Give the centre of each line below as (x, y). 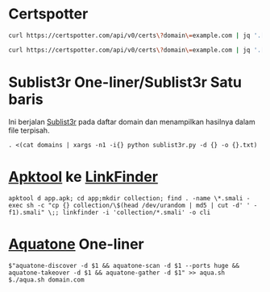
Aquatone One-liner (76, 244)
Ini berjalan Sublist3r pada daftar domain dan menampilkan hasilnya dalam (132, 121)
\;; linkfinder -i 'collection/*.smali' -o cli (129, 212)
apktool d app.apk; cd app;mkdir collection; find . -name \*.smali (126, 198)
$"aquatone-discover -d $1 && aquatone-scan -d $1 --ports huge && (124, 265)
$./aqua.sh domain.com (46, 280)
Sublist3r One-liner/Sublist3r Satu (125, 82)
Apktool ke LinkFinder (83, 177)
